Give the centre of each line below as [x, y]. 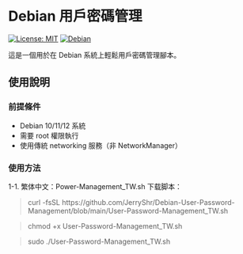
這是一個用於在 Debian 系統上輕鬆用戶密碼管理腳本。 [95, 55]
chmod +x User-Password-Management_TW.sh [105, 226]
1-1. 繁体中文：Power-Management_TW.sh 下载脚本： [95, 186]
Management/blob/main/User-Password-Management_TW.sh [128, 210]
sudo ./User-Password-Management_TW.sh [99, 241]
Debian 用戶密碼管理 [75, 16]
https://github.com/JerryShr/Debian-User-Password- [148, 202]
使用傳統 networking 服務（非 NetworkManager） [101, 145]
